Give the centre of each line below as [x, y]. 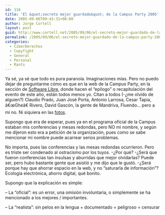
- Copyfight [22, 51]
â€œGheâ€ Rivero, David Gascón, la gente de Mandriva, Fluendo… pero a [80, 105]
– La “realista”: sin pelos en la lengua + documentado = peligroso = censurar [82, 207]
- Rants [17, 65]
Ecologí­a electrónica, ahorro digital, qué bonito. [53, 174]
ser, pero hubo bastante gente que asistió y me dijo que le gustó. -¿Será [78, 163]
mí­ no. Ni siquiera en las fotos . [36, 112]
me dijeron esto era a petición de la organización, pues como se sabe [75, 132]
